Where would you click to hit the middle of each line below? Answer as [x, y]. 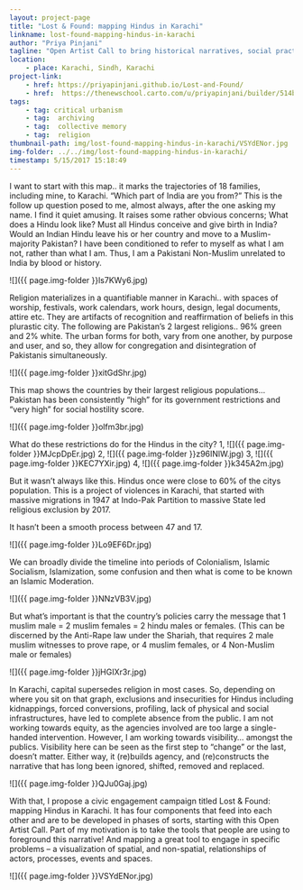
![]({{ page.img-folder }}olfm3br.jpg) [77, 427]
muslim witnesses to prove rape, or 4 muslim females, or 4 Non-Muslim [142, 645]
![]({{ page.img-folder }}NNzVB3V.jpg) [80, 598]
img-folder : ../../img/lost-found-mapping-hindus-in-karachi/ [129, 151]
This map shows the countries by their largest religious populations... [138, 390]
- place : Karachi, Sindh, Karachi [90, 69]
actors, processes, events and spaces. [81, 858]
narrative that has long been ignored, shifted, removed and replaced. [137, 766]
